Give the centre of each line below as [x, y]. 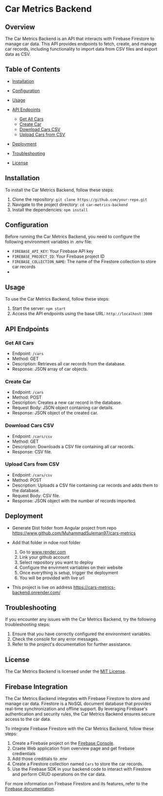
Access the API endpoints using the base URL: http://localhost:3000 [82, 314]
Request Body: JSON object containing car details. [63, 408]
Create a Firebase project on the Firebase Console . [63, 743]
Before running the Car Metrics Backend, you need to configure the [72, 237]
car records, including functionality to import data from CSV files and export [81, 49]
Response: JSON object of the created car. [55, 413]
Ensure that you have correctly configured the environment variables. [82, 634]
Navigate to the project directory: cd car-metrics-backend [70, 204]
